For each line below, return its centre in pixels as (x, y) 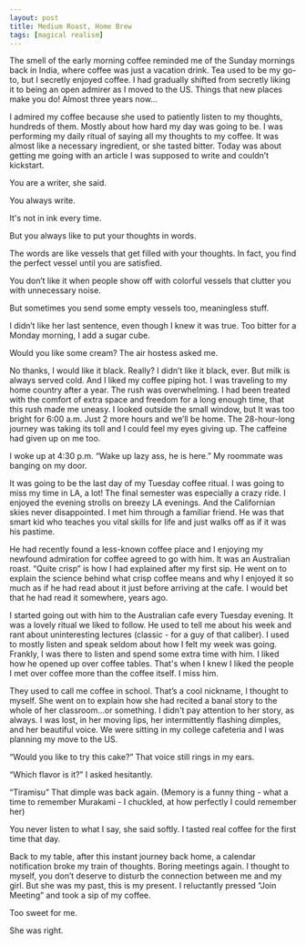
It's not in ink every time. (56, 218)
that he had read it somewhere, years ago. (89, 598)
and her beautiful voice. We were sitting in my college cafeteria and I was (147, 730)
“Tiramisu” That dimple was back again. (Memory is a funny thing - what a (149, 792)
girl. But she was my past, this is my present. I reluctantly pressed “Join (143, 886)
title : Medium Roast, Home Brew (71, 26)
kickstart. (27, 166)
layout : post (34, 18)
